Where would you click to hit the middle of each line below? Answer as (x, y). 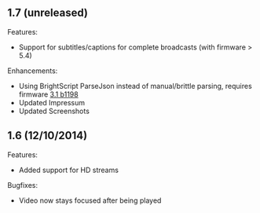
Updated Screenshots (54, 111)
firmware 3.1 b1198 (49, 94)
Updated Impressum (52, 102)
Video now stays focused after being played (90, 200)
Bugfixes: (23, 185)
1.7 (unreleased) (48, 13)
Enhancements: (33, 71)
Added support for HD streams (69, 170)
